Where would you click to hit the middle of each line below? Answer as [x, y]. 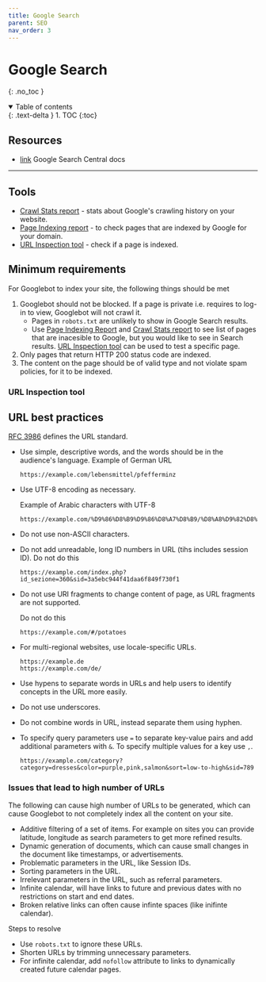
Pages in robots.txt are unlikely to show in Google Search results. [140, 320]
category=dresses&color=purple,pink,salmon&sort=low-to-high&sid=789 [137, 768]
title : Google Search [44, 15]
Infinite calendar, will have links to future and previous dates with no [130, 888]
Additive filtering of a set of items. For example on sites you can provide [137, 829]
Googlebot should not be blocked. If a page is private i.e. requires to [131, 304]
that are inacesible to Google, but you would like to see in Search [137, 337]
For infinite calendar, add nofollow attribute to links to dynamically [127, 961]
